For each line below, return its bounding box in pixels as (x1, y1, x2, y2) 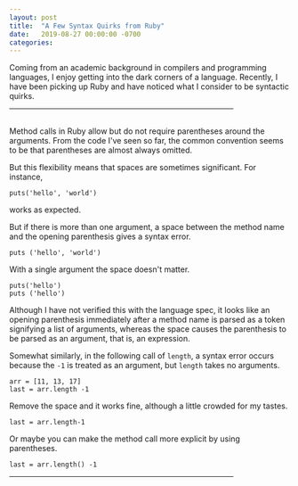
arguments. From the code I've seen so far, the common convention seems (9, 136, 285, 146)
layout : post (9, 12, 58, 22)
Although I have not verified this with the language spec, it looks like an (9, 305, 270, 316)
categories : (9, 37, 53, 47)
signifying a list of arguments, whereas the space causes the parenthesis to (9, 324, 287, 334)
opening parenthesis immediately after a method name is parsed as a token (9, 314, 286, 325)
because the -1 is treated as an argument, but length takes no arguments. (9, 360, 280, 371)
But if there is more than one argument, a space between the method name (9, 222, 285, 233)
